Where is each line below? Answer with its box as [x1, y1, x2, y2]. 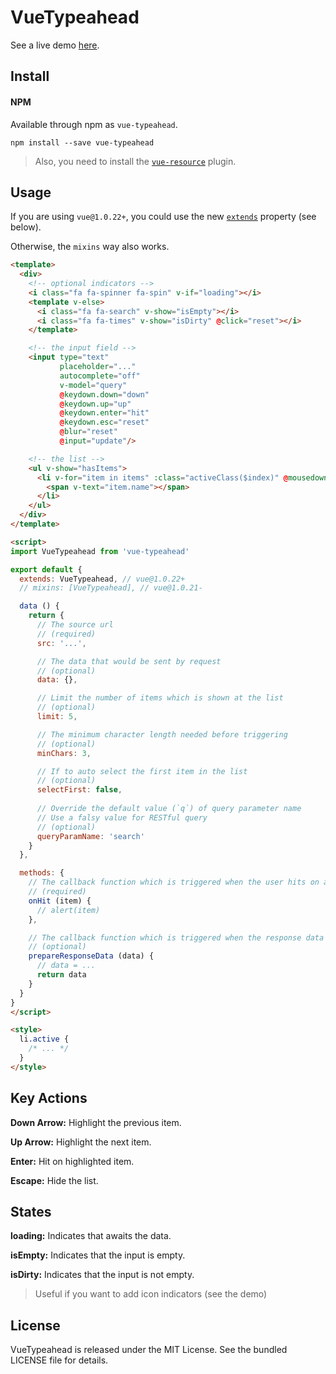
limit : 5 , [36, 712, 78, 722]
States [10, 1204, 52, 1221]
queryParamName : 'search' [36, 831, 145, 841]
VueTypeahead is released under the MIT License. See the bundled [10, 1344, 288, 1356]
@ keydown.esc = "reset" [59, 417, 150, 428]
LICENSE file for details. [10, 1354, 109, 1366]
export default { [10, 564, 83, 575]
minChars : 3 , [36, 748, 92, 758]
